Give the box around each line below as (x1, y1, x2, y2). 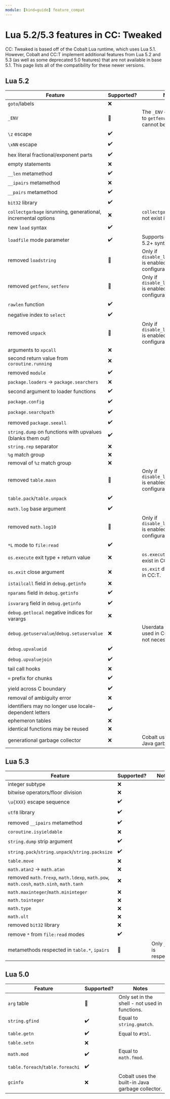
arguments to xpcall (8, 347, 57, 354)
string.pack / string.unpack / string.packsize (8, 848, 113, 855)
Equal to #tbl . (118, 1030, 151, 1037)
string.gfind (8, 1018, 39, 1024)
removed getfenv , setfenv (8, 283, 69, 290)
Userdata (141, 623, 164, 630)
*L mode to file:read (8, 541, 59, 548)
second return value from (8, 355, 68, 362)
